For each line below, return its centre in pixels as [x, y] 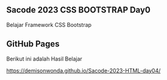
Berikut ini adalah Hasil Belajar [44, 59]
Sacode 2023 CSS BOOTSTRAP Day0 [79, 10]
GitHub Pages [33, 44]
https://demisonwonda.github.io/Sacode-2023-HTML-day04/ [83, 70]
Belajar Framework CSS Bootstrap [49, 24]
